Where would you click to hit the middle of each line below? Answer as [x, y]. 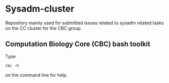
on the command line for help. [37, 75]
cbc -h [12, 66]
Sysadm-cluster [40, 9]
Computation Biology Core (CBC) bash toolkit [78, 44]
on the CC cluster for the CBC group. [44, 28]
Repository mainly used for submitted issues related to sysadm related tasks [84, 23]
